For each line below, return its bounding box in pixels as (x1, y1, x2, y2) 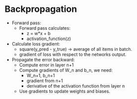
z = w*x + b (26, 30, 51, 36)
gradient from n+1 (26, 78, 63, 84)
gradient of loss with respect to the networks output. (19, 51, 127, 57)
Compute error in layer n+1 (19, 62, 74, 68)
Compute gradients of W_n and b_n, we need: (19, 67, 113, 73)
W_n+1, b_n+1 (26, 72, 55, 78)
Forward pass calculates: (19, 25, 71, 31)
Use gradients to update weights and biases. (19, 88, 110, 94)
